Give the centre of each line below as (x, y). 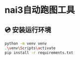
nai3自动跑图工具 (40, 10)
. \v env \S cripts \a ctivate (30, 48)
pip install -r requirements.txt (39, 53)
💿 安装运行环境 (28, 30)
